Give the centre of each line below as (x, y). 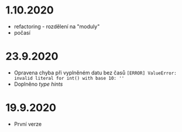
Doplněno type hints (38, 84)
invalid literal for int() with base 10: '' (69, 78)
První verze (28, 124)
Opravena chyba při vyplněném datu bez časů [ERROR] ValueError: (95, 72)
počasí (22, 32)
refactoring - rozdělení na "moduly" (57, 26)
